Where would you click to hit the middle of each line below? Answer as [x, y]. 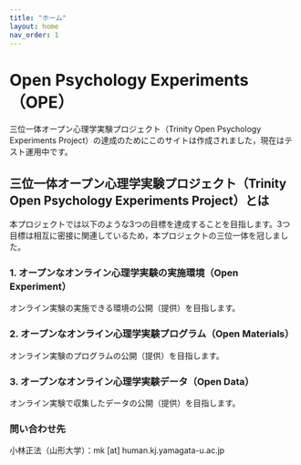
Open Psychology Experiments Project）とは [140, 200]
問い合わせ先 [38, 429]
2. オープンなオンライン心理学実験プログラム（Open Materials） [152, 334]
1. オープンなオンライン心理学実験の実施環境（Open [124, 273]
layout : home [34, 26]
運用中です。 [49, 152]
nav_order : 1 [34, 35]
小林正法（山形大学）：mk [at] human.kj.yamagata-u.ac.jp [117, 450]
